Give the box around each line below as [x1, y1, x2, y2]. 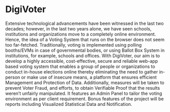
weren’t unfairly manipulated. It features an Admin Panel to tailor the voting [5, 90, 162, 96]
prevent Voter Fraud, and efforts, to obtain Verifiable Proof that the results [5, 85, 160, 91]
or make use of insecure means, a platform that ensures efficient [21, 74, 157, 80]
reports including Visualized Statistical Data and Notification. [5, 101, 132, 107]
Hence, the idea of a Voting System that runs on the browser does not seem [5, 36, 164, 43]
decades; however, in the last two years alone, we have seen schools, [5, 25, 152, 31]
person [5, 74, 20, 80]
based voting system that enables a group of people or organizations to [5, 63, 155, 69]
